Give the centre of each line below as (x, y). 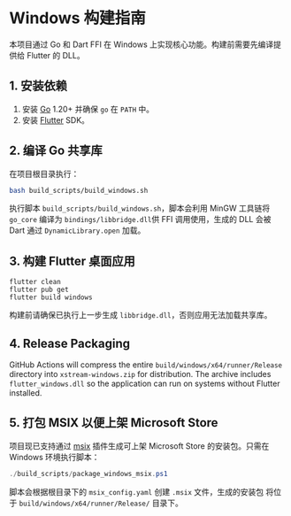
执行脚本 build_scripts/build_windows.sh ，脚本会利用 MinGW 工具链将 (140, 208)
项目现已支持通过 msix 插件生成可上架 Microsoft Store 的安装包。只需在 (139, 446)
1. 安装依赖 (38, 86)
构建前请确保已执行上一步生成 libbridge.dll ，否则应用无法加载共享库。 (141, 315)
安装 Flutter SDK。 (56, 119)
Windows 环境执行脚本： (54, 457)
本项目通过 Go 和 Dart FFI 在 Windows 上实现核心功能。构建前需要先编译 (142, 44)
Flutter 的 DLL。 (56, 55)
